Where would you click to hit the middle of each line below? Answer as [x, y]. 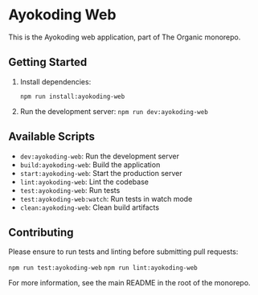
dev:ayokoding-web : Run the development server [99, 156]
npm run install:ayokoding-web [72, 96]
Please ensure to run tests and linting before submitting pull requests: [123, 252]
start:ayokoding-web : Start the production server [101, 173]
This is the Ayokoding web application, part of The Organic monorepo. [125, 37]
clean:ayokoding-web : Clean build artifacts [89, 207]
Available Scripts [51, 137]
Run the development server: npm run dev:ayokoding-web [114, 111]
